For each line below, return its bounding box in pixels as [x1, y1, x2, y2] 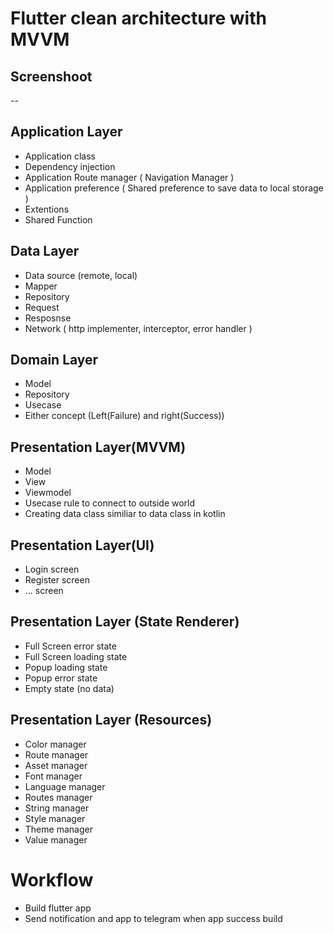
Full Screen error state [24, 640, 117, 652]
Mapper [24, 280, 58, 292]
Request [24, 301, 60, 313]
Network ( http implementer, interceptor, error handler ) [24, 322, 253, 334]
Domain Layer [10, 352, 99, 369]
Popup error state [24, 672, 98, 684]
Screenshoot [10, 68, 93, 85]
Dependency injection [24, 160, 116, 172]
